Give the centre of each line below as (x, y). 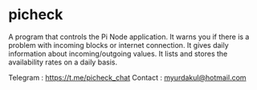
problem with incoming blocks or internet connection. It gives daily (118, 45)
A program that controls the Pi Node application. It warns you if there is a (129, 37)
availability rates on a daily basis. (63, 62)
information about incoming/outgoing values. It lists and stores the (118, 53)
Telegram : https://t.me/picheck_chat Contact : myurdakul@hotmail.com (127, 77)
